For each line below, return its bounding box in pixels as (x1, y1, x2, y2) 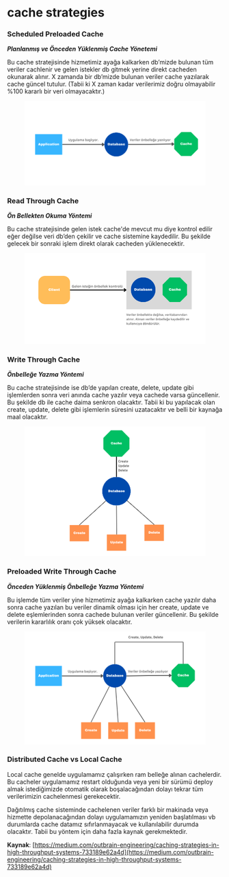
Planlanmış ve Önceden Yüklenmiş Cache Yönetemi (7, 45, 158, 53)
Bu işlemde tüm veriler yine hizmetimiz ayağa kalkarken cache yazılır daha (7, 596, 217, 604)
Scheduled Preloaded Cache (7, 30, 104, 39)
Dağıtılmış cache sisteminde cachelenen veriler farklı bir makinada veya (7, 805, 208, 814)
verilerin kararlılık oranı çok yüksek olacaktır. (7, 618, 133, 626)
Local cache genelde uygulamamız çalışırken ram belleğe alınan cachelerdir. (7, 770, 222, 778)
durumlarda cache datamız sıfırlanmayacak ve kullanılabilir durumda (7, 820, 199, 828)
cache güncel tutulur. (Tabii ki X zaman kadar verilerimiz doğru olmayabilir (7, 80, 216, 89)
